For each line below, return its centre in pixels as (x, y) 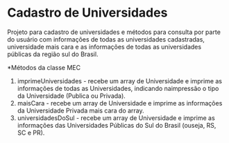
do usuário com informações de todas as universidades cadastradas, (106, 39)
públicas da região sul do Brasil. (53, 54)
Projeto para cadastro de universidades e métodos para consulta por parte (114, 32)
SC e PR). (31, 133)
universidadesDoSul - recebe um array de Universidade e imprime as (116, 118)
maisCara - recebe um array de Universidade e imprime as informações (120, 103)
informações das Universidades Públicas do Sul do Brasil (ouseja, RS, (117, 125)
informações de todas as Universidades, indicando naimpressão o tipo (118, 88)
